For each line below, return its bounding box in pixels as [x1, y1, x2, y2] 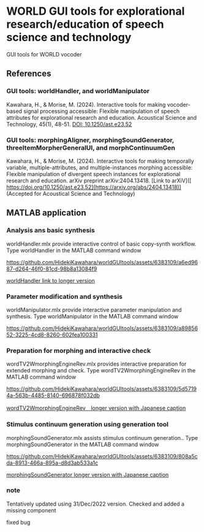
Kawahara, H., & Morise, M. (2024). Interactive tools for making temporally [6, 157, 194, 164]
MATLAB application [6, 207, 86, 218]
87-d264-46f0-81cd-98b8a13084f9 [6, 265, 97, 272]
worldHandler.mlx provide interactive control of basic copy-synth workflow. [6, 240, 197, 247]
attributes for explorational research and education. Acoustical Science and [6, 114, 197, 121]
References [6, 69, 51, 79]
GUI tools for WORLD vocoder [6, 50, 82, 58]
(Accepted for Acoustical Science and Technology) [6, 190, 135, 197]
